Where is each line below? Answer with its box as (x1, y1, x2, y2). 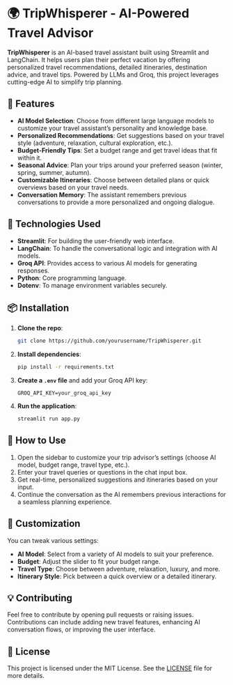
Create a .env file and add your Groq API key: (17, 376, 148, 385)
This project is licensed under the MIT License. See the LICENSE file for (7, 664, 213, 672)
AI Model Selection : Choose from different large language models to (17, 116, 214, 125)
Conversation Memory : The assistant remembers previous (17, 190, 187, 199)
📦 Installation (7, 302, 70, 314)
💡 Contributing (7, 592, 73, 604)
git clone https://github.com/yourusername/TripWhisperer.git (17, 337, 202, 345)
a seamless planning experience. (17, 498, 112, 506)
